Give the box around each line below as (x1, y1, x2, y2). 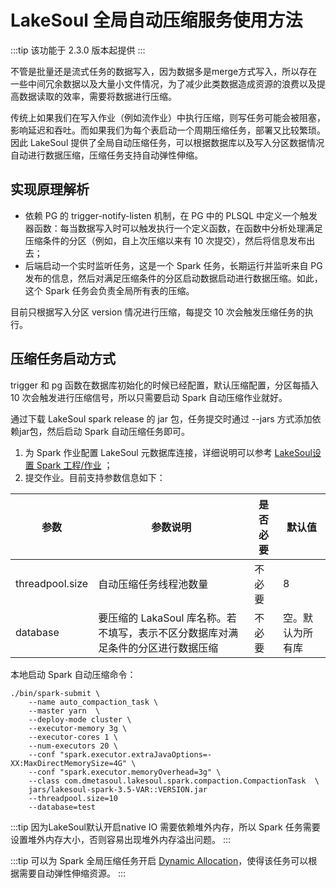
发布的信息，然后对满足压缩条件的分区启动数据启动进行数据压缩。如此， (24, 272, 323, 284)
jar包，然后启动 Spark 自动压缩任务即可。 (18, 425, 191, 437)
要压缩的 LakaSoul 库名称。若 (98, 611, 237, 625)
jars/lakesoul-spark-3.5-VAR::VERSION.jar (28, 784, 208, 795)
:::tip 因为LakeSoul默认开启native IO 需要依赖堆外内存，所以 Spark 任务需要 (10, 821, 321, 833)
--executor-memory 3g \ (28, 723, 128, 733)
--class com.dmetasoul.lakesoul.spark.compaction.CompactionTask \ (28, 776, 320, 786)
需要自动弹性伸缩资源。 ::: (18, 867, 127, 879)
